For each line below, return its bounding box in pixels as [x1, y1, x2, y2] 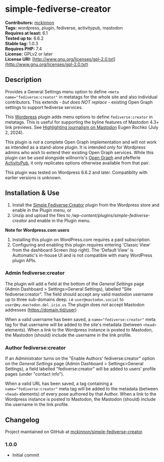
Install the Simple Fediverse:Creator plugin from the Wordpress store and [12, 202, 160, 208]
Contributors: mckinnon [5, 20, 55, 26]
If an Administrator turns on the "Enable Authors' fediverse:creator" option [5, 355, 155, 361]
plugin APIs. [12, 257, 37, 263]
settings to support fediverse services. [5, 104, 83, 110]
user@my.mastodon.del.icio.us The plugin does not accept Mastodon [5, 301, 145, 307]
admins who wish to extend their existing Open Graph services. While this [5, 149, 154, 155]
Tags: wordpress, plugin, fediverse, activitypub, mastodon [5, 25, 123, 30]
